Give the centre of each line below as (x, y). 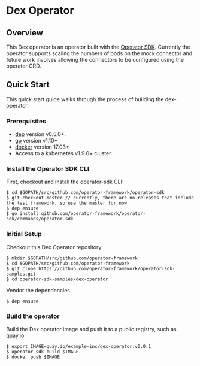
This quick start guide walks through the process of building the (85, 99)
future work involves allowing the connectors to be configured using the (95, 60)
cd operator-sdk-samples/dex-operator (60, 279)
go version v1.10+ (36, 141)
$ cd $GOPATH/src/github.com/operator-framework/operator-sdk (85, 193)
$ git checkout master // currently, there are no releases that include (100, 198)
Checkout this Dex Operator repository (54, 247)
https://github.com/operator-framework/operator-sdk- (107, 268)
